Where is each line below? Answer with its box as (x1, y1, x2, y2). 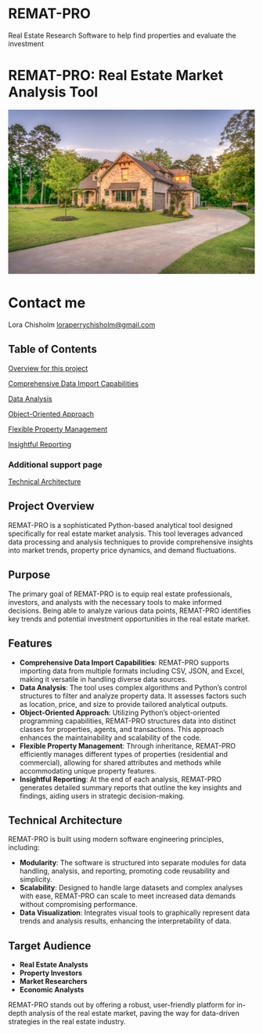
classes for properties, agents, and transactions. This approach (19, 724, 225, 734)
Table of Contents (8, 343, 98, 356)
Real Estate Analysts (19, 960, 88, 970)
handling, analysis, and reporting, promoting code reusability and (19, 866, 230, 876)
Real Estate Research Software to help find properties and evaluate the (8, 31, 236, 40)
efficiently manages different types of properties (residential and (19, 749, 229, 759)
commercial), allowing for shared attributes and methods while (19, 758, 222, 767)
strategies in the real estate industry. (8, 1017, 127, 1026)
